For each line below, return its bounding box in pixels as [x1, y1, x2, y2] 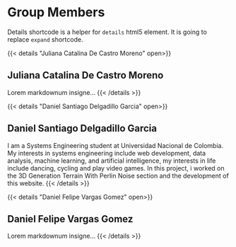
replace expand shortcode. [7, 35, 83, 43]
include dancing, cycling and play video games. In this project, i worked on [7, 163, 225, 172]
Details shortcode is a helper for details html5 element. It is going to [7, 28, 207, 36]
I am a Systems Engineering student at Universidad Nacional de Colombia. [7, 141, 224, 149]
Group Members [7, 4, 105, 21]
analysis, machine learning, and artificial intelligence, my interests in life [7, 156, 216, 165]
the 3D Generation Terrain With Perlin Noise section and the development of [7, 171, 230, 180]
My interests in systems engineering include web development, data [7, 149, 206, 157]
